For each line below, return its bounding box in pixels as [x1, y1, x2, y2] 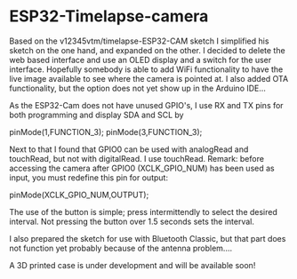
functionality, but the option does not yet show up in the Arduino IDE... [9, 83, 267, 93]
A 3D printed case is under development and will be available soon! [9, 259, 256, 270]
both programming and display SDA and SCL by [9, 109, 184, 120]
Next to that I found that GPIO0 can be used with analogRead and [9, 144, 249, 155]
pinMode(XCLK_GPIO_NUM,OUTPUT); [9, 189, 149, 200]
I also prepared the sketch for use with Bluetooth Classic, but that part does [9, 233, 286, 243]
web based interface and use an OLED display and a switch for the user [9, 54, 272, 65]
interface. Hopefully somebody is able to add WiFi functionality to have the [9, 64, 284, 75]
